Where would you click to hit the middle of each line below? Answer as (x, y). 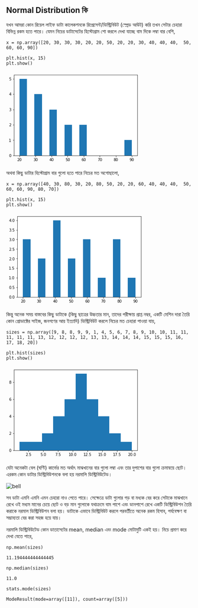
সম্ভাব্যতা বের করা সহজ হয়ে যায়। (34, 517)
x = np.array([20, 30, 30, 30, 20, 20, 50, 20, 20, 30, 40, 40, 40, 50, (99, 42)
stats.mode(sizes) (29, 589)
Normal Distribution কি (47, 10)
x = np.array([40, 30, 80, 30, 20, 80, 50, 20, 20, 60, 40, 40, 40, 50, (99, 184)
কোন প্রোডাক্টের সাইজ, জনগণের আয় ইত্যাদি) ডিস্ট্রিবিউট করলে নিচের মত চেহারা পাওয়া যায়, (81, 321)
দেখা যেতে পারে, (20, 536)
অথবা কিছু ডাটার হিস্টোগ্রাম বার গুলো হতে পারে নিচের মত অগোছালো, (63, 172)
